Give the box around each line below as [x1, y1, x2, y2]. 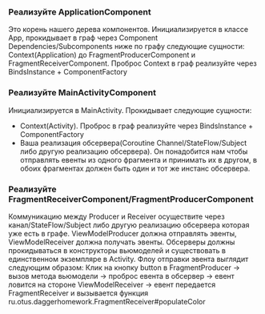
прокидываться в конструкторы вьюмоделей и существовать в [8, 245, 227, 255]
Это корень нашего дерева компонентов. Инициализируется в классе [8, 25, 249, 34]
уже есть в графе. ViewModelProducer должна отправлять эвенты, [8, 228, 237, 238]
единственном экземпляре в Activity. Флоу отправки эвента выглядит [8, 254, 249, 264]
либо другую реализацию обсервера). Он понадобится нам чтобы [19, 147, 248, 156]
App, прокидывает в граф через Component [8, 33, 159, 42]
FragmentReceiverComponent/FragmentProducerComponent [8, 193, 254, 204]
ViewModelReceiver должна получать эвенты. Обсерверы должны [8, 237, 235, 247]
